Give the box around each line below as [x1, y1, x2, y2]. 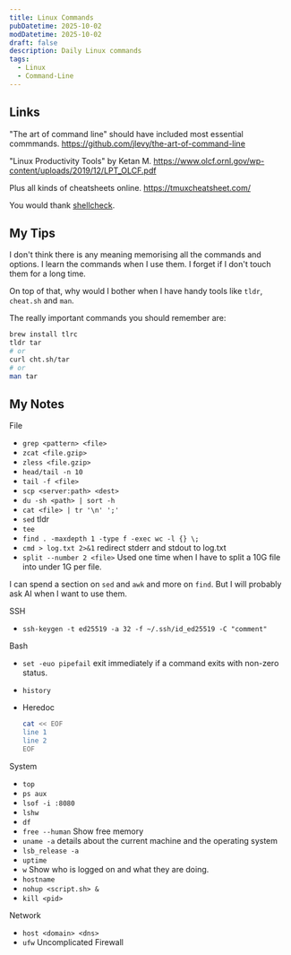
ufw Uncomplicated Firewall [21, 936, 124, 947]
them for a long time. [9, 268, 87, 279]
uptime [21, 855, 47, 865]
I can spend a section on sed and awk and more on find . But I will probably [9, 579, 282, 590]
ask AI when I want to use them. [9, 588, 127, 599]
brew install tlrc [9, 330, 78, 339]
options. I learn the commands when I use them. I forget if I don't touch [9, 259, 271, 270]
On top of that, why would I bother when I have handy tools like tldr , [9, 286, 263, 297]
